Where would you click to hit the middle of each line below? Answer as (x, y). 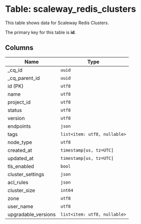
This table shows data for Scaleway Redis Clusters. (57, 23)
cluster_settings (26, 174)
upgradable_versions (32, 214)
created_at (20, 150)
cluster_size (21, 190)
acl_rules (18, 182)
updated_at (20, 158)
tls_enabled (21, 166)
